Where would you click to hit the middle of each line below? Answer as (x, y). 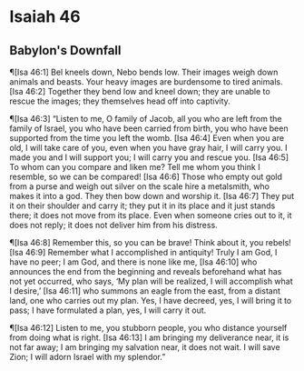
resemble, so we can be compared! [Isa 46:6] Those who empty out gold (146, 176)
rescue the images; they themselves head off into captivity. (120, 101)
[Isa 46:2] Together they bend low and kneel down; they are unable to (140, 91)
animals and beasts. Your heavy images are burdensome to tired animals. (146, 82)
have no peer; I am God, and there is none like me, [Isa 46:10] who (133, 262)
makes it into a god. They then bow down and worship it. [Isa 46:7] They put (152, 196)
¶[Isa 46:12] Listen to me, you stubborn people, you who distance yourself (148, 328)
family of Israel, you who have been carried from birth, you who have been (149, 128)
